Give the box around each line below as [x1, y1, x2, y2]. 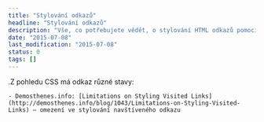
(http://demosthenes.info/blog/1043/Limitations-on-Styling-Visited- [8, 99, 241, 107]
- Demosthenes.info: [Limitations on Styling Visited [8, 92, 189, 100]
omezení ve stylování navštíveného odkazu [39, 105, 181, 114]
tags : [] [8, 56, 37, 64]
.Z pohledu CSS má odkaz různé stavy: [8, 76, 134, 87]
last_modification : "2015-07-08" [8, 41, 118, 49]
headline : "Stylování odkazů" [8, 19, 108, 27]
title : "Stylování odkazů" [8, 11, 97, 20]
